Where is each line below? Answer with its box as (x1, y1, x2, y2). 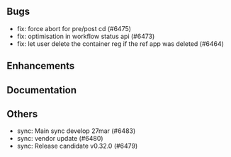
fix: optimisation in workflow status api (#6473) (16, 32, 155, 40)
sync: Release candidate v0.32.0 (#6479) (16, 141, 138, 151)
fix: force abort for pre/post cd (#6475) (16, 24, 132, 33)
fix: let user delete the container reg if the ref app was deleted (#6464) (16, 39, 225, 48)
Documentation (6, 84, 77, 96)
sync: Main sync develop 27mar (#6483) (16, 127, 136, 135)
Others (6, 107, 38, 120)
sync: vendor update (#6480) (16, 134, 103, 143)
